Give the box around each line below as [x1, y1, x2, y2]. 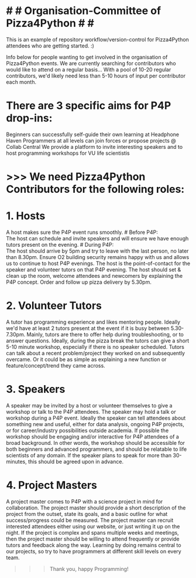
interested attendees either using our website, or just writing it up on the [6, 523, 180, 530]
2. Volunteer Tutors [6, 299, 102, 312]
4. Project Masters [6, 479, 98, 492]
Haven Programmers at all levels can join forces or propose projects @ [6, 137, 177, 144]
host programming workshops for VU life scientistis [6, 149, 130, 157]
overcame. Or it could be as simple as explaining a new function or [6, 356, 167, 363]
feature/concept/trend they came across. [6, 362, 105, 369]
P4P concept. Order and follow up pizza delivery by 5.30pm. [6, 278, 152, 285]
